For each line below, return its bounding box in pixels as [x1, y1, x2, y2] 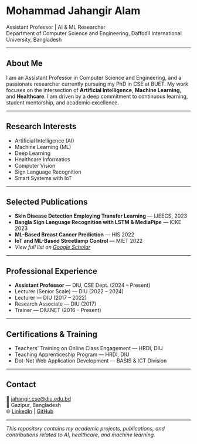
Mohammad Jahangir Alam [6, 4, 141, 18]
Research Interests [6, 121, 77, 131]
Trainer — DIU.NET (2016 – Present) [14, 307, 101, 314]
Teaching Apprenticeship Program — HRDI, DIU [14, 351, 130, 358]
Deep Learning [14, 150, 51, 157]
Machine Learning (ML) [14, 143, 72, 150]
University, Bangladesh [6, 36, 62, 43]
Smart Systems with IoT [14, 174, 72, 181]
